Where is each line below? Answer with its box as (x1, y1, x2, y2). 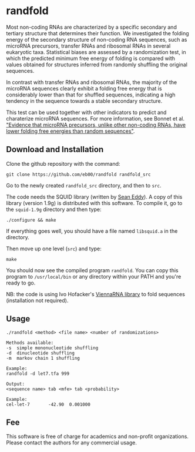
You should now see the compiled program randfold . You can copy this (6, 266, 179, 274)
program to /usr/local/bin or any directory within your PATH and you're (6, 273, 181, 280)
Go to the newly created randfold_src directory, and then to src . (6, 182, 162, 189)
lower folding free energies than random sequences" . (6, 128, 135, 135)
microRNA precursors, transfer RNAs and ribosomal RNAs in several (6, 42, 171, 49)
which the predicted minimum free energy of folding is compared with (6, 55, 175, 62)
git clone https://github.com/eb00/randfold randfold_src (6, 172, 151, 178)
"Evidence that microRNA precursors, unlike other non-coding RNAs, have (6, 121, 186, 128)
